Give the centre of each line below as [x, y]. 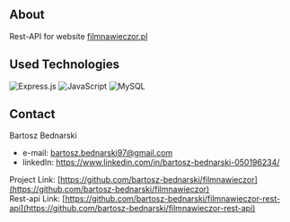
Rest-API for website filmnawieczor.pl [79, 36]
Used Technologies [64, 65]
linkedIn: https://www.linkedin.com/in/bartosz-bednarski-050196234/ [151, 162]
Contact [32, 114]
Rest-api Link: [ [37, 199]
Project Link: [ [35, 180]
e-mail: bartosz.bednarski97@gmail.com [97, 153]
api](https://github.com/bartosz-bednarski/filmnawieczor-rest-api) [132, 209]
